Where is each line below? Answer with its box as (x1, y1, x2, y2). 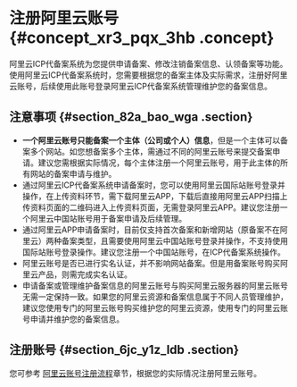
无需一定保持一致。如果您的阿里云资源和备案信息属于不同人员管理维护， (21, 291, 288, 302)
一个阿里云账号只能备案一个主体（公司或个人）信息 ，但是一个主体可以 (21, 135, 281, 146)
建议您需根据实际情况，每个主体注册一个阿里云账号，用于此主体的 (37, 157, 281, 168)
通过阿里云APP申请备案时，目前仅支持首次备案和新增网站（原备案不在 (21, 224, 281, 235)
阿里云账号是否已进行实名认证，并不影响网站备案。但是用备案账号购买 (21, 257, 281, 268)
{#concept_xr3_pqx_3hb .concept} (9, 28, 275, 48)
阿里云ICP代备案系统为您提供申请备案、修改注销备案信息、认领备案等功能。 (9, 58, 288, 69)
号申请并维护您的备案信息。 (21, 314, 125, 324)
